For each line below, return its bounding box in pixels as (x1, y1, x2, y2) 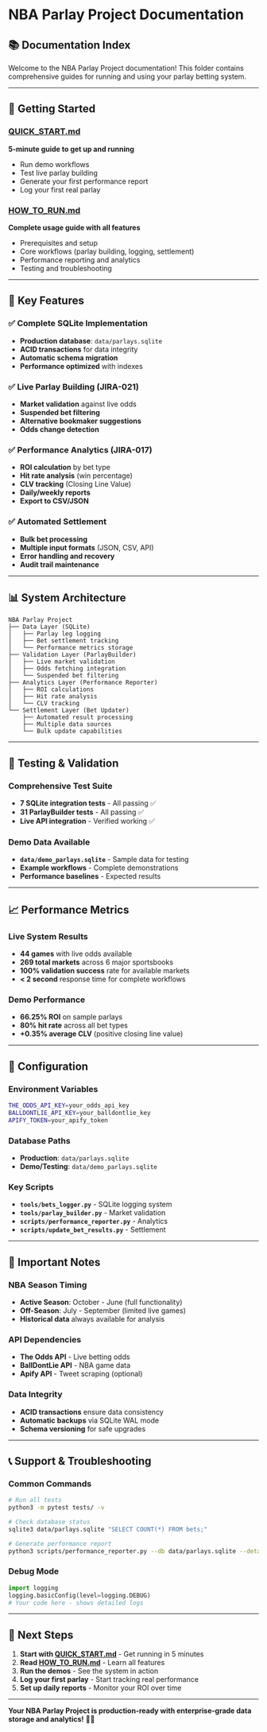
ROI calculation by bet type (19, 463, 111, 472)
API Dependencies (8, 1334, 82, 1345)
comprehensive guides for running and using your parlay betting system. (8, 72, 247, 81)
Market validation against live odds (19, 399, 137, 409)
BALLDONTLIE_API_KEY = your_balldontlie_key (8, 1109, 151, 1116)
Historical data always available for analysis (19, 1314, 165, 1323)
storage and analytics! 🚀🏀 (8, 1715, 95, 1724)
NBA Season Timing (8, 1279, 87, 1290)
